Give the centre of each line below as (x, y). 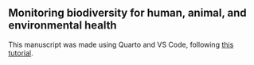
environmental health (63, 26)
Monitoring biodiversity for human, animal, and (127, 13)
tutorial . (21, 53)
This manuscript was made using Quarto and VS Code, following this (121, 44)
